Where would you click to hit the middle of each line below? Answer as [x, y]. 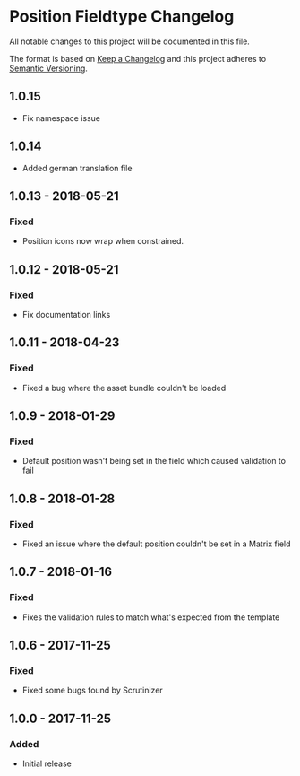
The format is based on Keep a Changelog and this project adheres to [138, 58]
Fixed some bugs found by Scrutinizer [92, 690]
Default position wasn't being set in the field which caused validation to [154, 461]
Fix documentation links [66, 314]
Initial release [47, 763]
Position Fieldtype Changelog [122, 17]
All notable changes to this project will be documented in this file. [130, 41]
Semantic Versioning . [48, 68]
